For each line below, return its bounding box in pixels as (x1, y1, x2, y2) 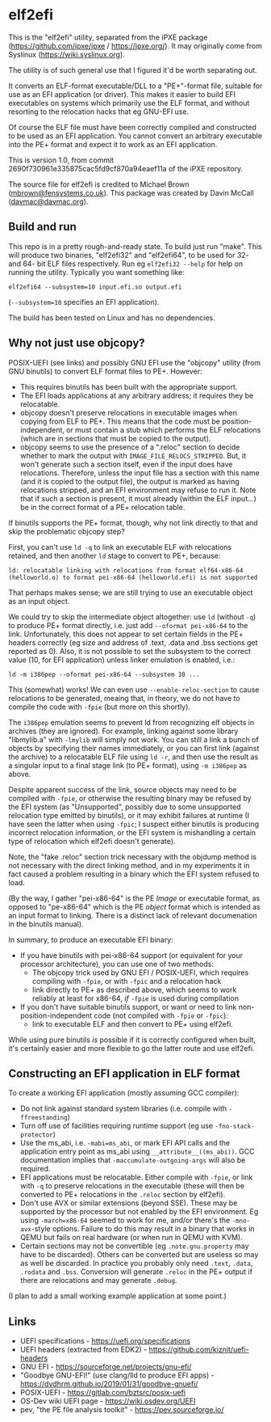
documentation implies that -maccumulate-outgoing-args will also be (19, 1155, 246, 1165)
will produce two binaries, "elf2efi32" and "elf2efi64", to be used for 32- (8, 250, 250, 260)
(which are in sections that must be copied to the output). (19, 433, 211, 443)
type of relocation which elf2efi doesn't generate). (8, 836, 176, 846)
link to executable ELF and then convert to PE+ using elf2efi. (31, 1019, 234, 1028)
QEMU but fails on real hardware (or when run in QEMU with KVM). (19, 1233, 244, 1243)
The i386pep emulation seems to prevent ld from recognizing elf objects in (8, 717, 255, 727)
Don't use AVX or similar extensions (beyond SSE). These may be (19, 1198, 238, 1208)
